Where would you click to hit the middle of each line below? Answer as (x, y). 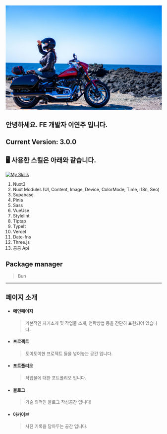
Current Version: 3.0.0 (41, 142)
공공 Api (21, 248)
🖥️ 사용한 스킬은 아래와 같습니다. (51, 160)
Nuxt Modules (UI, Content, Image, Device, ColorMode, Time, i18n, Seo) (86, 190)
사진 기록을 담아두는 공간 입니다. (56, 426)
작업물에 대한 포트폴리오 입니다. (56, 378)
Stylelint (21, 216)
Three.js (21, 242)
